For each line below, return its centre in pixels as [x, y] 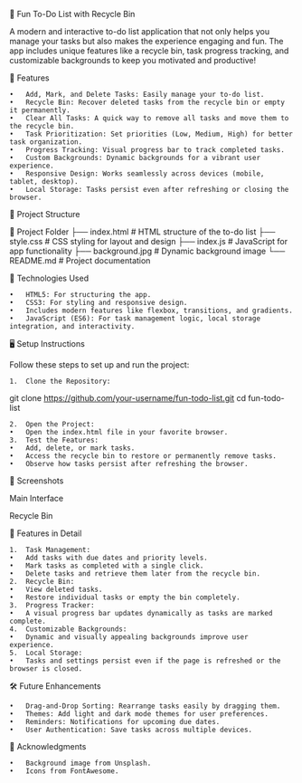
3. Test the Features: [54, 440]
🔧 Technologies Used [49, 278]
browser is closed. [46, 669]
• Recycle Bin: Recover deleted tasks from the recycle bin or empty [147, 102]
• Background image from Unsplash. [80, 763]
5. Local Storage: [46, 653]
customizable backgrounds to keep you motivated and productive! [133, 60]
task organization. [46, 142]
